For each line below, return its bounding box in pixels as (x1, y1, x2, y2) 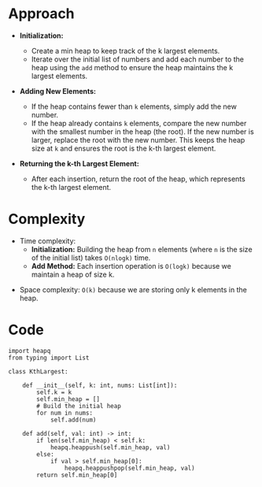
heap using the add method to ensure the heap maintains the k (31, 62, 234, 72)
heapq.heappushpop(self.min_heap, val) (64, 464, 195, 472)
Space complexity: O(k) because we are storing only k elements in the (19, 284, 248, 294)
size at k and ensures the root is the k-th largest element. (31, 143, 216, 153)
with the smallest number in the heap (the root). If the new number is (31, 127, 254, 136)
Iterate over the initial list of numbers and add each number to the (31, 54, 244, 64)
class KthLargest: (8, 367, 68, 375)
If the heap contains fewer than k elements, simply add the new (31, 102, 238, 111)
